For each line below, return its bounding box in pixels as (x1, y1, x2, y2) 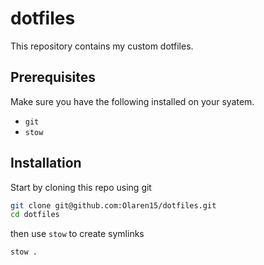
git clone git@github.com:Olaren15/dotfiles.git (10, 200, 217, 211)
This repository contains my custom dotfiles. (10, 40, 194, 52)
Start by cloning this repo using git (10, 181, 152, 193)
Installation (10, 155, 82, 172)
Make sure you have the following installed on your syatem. (10, 95, 255, 107)
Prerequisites (10, 69, 96, 86)
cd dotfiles (10, 210, 60, 220)
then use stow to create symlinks (10, 228, 145, 240)
